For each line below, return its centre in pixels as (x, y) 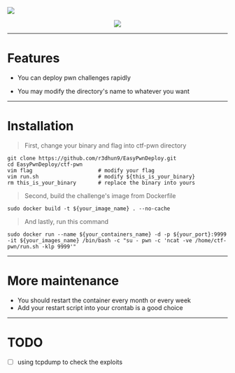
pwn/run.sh (23, 246)
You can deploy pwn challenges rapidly (74, 78)
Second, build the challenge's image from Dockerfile (100, 195)
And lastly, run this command (66, 221)
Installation (41, 126)
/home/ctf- (211, 240)
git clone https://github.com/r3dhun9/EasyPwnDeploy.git (92, 158)
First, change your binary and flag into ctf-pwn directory (105, 145)
